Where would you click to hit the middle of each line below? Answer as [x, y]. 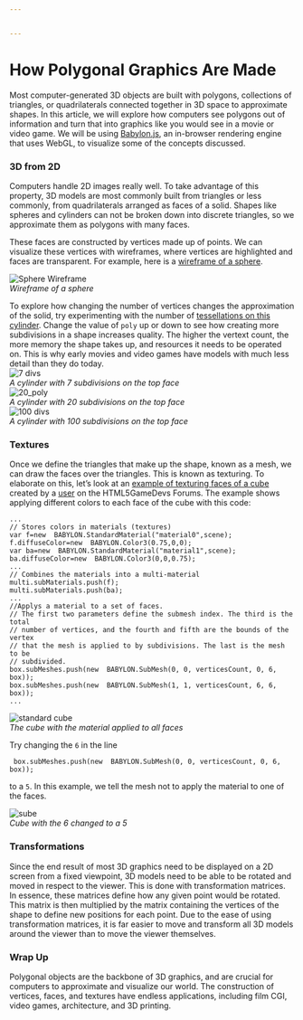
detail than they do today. [57, 364]
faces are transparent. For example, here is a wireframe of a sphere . [137, 261]
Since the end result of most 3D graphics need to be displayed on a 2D [142, 866]
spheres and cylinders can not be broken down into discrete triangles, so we [152, 214]
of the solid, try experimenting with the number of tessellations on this [140, 315]
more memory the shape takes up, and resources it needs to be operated [146, 344]
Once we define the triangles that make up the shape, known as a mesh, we [151, 464]
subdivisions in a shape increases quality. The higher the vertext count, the [149, 335]
